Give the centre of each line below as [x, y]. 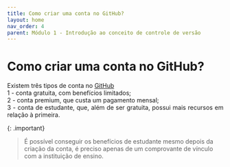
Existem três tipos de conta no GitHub [61, 86]
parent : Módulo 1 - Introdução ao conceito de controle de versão [104, 33]
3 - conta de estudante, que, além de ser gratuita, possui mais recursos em [115, 108]
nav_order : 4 [26, 26]
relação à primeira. [34, 115]
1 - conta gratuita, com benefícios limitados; [69, 93]
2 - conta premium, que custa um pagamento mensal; [83, 100]
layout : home [26, 20]
